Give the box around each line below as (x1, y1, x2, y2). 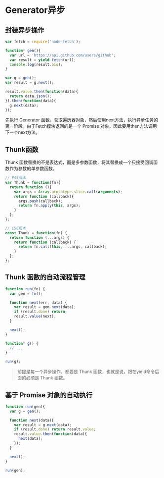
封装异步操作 (5, 26, 44, 34)
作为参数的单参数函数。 (9, 165, 57, 171)
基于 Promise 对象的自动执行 (5, 391, 93, 399)
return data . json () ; (9, 94, 52, 99)
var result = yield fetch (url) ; (9, 57, 77, 62)
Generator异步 (5, 4, 65, 16)
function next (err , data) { (9, 300, 68, 305)
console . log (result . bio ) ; (9, 62, 63, 67)
